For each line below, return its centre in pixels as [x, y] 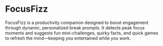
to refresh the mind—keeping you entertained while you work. [68, 38]
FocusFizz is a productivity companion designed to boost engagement [77, 23]
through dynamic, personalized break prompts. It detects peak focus [75, 27]
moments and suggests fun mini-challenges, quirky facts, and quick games [82, 33]
